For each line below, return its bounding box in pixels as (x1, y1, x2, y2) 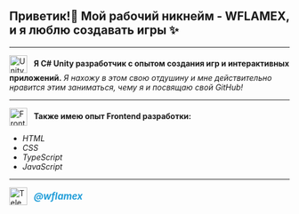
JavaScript (21, 161, 63, 171)
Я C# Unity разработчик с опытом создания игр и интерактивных (33, 58, 290, 68)
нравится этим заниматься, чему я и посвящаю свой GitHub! (9, 82, 244, 92)
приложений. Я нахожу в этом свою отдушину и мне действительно (9, 72, 272, 83)
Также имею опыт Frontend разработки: (33, 110, 191, 121)
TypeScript (21, 152, 63, 162)
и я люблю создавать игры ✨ (9, 23, 180, 38)
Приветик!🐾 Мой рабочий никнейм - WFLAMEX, (9, 9, 290, 24)
